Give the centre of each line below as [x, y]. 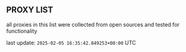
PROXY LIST [30, 10]
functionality [22, 31]
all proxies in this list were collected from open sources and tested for [93, 24]
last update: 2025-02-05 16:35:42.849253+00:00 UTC [71, 42]
